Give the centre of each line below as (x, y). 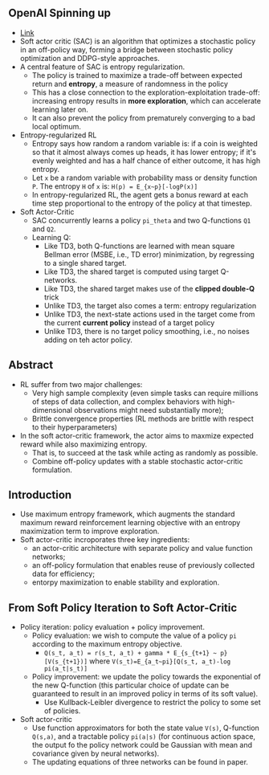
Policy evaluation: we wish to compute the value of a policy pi (134, 636)
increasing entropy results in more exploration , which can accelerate (146, 100)
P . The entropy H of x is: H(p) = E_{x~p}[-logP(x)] (115, 186)
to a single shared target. (85, 263)
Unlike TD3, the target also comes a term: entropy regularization (150, 305)
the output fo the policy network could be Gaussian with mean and (142, 745)
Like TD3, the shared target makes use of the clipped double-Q (149, 288)
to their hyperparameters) (75, 427)
